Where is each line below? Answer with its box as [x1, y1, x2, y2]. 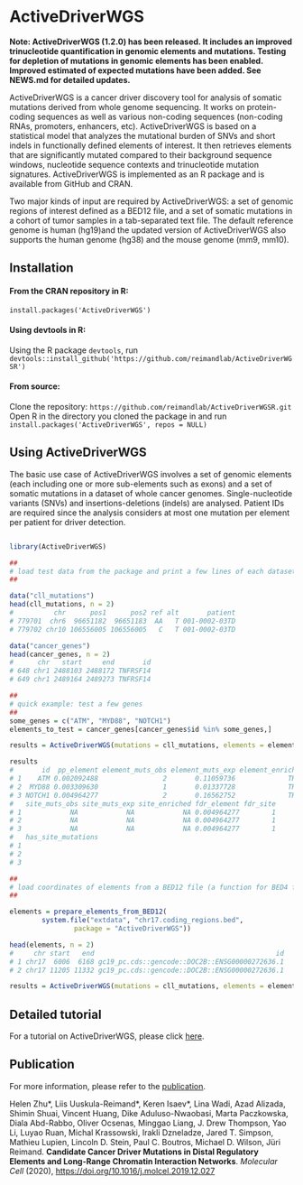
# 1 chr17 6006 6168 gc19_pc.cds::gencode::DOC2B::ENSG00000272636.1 [9, 957, 284, 967]
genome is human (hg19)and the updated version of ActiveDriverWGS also [9, 224, 287, 236]
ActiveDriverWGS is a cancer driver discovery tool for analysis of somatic [9, 92, 282, 103]
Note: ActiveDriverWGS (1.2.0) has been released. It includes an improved [9, 36, 293, 47]
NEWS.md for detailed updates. [9, 74, 131, 85]
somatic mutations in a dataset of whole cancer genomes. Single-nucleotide [9, 487, 293, 498]
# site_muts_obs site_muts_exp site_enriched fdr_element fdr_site [9, 799, 277, 809]
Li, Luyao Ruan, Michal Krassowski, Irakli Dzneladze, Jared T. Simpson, [9, 1126, 274, 1138]
